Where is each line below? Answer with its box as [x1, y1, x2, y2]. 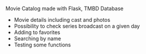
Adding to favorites [13, 29, 60, 36]
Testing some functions [13, 41, 71, 48]
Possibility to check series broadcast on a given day [13, 23, 140, 29]
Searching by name [13, 35, 62, 42]
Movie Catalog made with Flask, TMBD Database [5, 5, 124, 12]
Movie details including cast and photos [13, 16, 111, 23]
